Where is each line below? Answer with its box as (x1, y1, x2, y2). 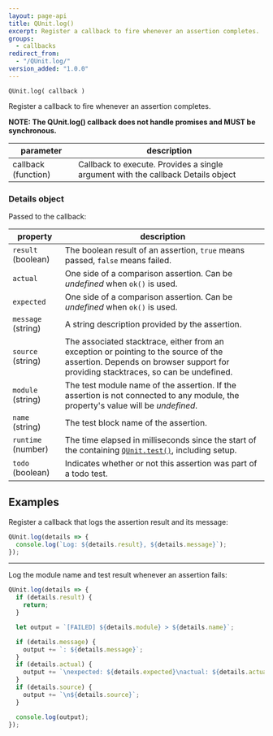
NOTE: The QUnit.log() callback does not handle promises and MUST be (8, 117, 256, 127)
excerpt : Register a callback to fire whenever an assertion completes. (8, 27, 260, 35)
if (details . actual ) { (15, 660, 93, 669)
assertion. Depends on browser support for (64, 357, 230, 368)
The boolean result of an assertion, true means (64, 245, 245, 256)
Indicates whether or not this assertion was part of (64, 458, 258, 470)
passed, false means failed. (64, 255, 172, 266)
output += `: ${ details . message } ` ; (23, 645, 144, 654)
